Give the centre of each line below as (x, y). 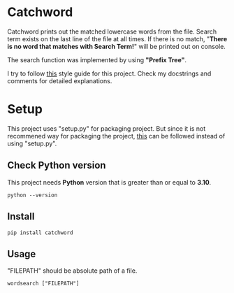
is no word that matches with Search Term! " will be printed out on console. (116, 46)
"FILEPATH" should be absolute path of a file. (72, 271)
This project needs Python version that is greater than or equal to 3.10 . (109, 182)
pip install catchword (40, 233)
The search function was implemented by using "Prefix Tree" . (97, 59)
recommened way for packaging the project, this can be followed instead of (116, 136)
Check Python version (57, 165)
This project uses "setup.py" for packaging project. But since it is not (107, 128)
